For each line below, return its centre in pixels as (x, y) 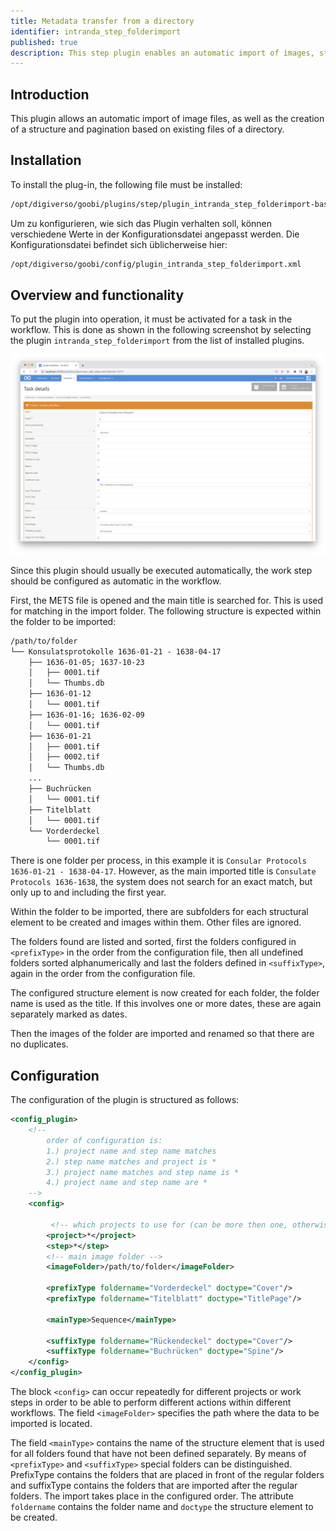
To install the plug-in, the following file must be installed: (126, 184)
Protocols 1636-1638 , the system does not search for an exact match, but (161, 882)
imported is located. (51, 1424)
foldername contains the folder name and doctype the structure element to (162, 1507)
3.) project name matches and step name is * (143, 1172)
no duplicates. (39, 1044)
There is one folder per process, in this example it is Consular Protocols (158, 861)
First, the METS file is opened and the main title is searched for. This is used (167, 600)
